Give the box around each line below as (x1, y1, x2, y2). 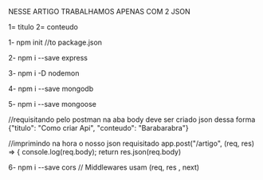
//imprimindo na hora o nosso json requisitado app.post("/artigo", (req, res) (8, 139, 255, 148)
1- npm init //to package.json (8, 37, 102, 47)
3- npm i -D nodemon (8, 68, 80, 78)
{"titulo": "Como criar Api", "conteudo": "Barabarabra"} (8, 123, 189, 132)
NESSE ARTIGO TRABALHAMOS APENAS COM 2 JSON (8, 7, 190, 16)
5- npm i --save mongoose (8, 100, 97, 108)
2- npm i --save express (8, 53, 88, 62)
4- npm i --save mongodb (8, 84, 94, 93)
